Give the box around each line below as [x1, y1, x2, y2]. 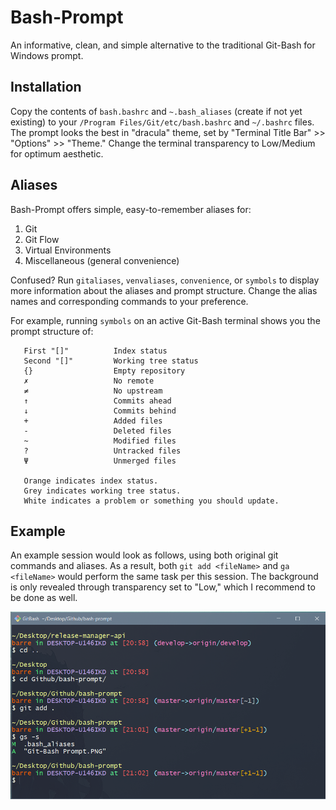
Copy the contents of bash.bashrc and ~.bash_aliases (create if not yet [10, 105, 303, 117]
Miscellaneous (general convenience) [24, 254, 180, 266]
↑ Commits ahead [23, 396, 172, 406]
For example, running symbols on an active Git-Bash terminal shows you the [10, 314, 321, 326]
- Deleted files [23, 426, 172, 436]
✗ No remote [23, 376, 155, 386]
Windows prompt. [10, 49, 84, 61]
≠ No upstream [23, 386, 163, 396]
